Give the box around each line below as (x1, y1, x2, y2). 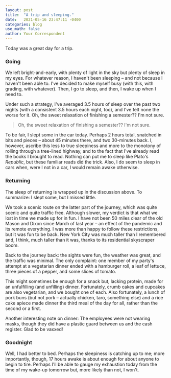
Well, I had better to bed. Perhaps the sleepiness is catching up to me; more (5, 350, 165, 357)
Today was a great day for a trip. (5, 45, 74, 51)
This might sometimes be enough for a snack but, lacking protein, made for (5, 278, 163, 284)
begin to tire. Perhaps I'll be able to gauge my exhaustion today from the (5, 361, 157, 367)
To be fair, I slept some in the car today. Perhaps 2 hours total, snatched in (5, 132, 162, 138)
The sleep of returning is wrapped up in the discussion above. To (5, 188, 142, 195)
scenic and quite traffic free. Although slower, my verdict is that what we (5, 209, 158, 216)
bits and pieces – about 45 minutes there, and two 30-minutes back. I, (5, 137, 153, 144)
